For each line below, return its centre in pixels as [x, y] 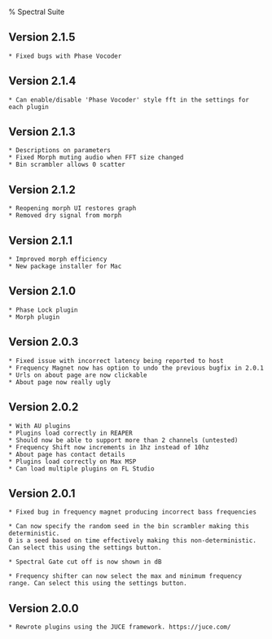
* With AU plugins [39, 426]
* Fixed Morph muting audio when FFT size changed [96, 158]
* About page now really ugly [60, 382]
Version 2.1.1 [41, 241]
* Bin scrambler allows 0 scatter [67, 165]
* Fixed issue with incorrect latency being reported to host [116, 361]
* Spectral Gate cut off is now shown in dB [85, 562]
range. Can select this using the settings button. [98, 584]
